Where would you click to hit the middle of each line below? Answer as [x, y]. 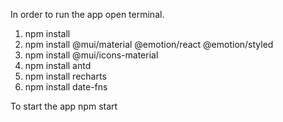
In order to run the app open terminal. [87, 14]
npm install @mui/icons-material [91, 55]
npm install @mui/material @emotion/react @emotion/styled [149, 44]
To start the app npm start [64, 106]
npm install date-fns [66, 87]
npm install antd [58, 65]
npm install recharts [65, 76]
